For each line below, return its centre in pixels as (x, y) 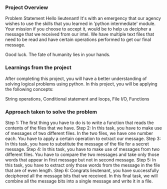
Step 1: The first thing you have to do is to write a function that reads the (79, 122)
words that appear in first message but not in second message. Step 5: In (81, 159)
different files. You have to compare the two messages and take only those (82, 154)
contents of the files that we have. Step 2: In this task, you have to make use (84, 128)
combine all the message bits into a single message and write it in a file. (79, 181)
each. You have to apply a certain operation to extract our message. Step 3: (83, 138)
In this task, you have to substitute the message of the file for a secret (77, 143)
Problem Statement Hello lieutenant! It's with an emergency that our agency (83, 18)
